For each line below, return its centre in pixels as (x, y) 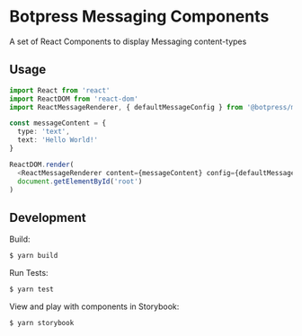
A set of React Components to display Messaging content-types (128, 41)
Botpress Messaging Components (139, 17)
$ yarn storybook (42, 323)
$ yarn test (31, 289)
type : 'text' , (44, 132)
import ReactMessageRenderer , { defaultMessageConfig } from (126, 107)
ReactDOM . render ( (42, 164)
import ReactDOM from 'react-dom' (74, 99)
